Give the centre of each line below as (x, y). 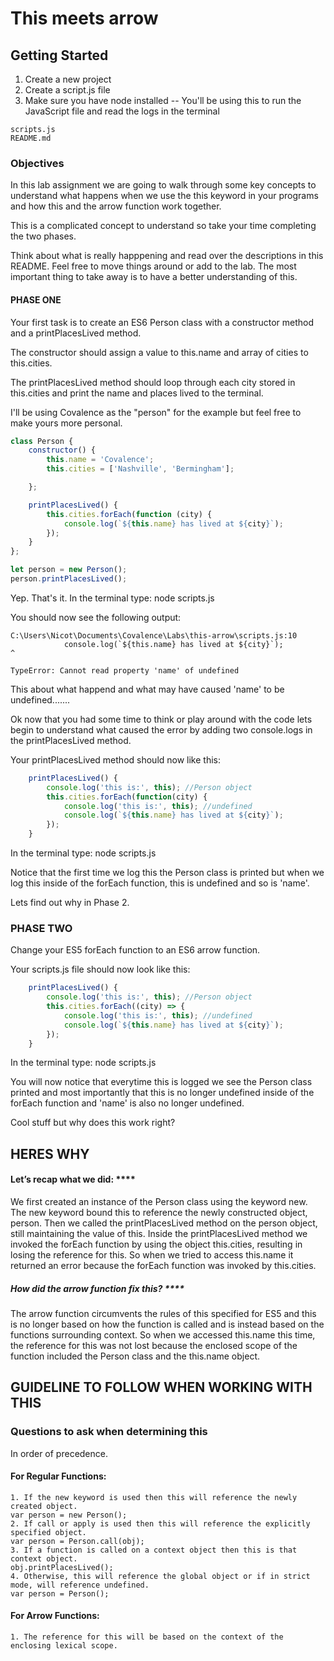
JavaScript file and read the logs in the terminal (122, 111)
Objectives (37, 163)
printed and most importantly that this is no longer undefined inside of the (162, 1093)
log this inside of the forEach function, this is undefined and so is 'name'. (160, 883)
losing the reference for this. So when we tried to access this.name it (152, 1255)
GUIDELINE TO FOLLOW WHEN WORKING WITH (161, 1387)
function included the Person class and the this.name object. (135, 1356)
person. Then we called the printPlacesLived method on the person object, (164, 1223)
